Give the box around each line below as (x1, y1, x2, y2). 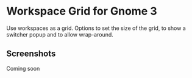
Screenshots (6, 49, 56, 59)
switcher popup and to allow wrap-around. (6, 30, 114, 38)
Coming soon (6, 65, 40, 72)
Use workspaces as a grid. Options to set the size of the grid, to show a (6, 24, 186, 32)
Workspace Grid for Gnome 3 (6, 4, 157, 18)
